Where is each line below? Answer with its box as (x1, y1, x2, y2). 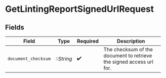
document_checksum (7, 56, 51, 61)
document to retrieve (103, 52, 152, 59)
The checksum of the (103, 46, 153, 53)
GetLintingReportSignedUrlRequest (5, 3, 154, 15)
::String (55, 55, 73, 62)
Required (77, 38, 99, 44)
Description (117, 38, 145, 44)
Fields (5, 23, 25, 32)
